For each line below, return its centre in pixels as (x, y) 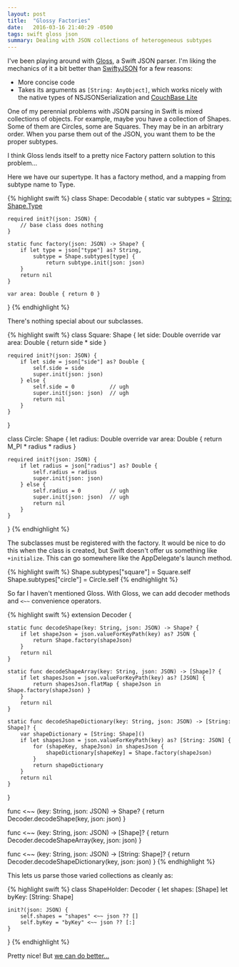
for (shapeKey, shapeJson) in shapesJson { (98, 747)
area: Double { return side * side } (57, 343)
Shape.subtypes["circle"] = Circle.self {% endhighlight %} (93, 580)
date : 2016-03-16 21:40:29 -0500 (60, 27)
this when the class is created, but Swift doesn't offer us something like (112, 551)
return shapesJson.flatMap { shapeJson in (97, 684)
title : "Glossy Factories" (49, 21)
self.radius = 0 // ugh (81, 491)
